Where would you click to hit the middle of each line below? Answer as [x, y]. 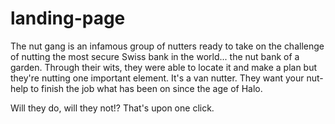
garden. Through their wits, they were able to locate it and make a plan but [164, 67]
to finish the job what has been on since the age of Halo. [146, 88]
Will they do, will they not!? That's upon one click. [112, 108]
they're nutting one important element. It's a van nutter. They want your [157, 78]
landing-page [68, 18]
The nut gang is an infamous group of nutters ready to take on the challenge [167, 46]
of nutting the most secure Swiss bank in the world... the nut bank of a [155, 56]
